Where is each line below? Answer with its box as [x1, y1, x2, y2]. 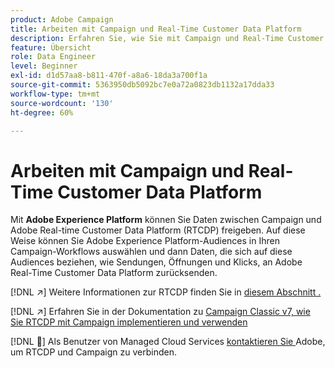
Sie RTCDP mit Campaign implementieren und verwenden [10, 316, 248, 328]
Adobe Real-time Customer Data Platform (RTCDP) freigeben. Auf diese [10, 224, 306, 236]
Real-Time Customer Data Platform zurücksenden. [10, 267, 218, 279]
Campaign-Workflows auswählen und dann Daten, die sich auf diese [10, 246, 293, 258]
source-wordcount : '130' [10, 98, 114, 108]
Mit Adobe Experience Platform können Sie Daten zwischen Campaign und [10, 214, 322, 226]
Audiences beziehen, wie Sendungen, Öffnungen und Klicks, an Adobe [10, 256, 303, 268]
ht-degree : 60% [10, 107, 74, 118]
